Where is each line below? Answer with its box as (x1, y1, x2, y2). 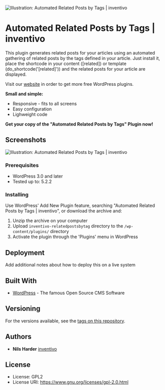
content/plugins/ (12, 230, 49, 235)
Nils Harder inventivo (12, 346, 57, 352)
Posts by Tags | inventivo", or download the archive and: (5, 208, 122, 214)
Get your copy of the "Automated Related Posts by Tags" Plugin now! (5, 121, 153, 127)
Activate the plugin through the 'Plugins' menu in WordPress (12, 234, 138, 240)
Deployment (5, 248, 45, 257)
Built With (5, 276, 37, 285)
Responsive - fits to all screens (12, 100, 77, 106)
